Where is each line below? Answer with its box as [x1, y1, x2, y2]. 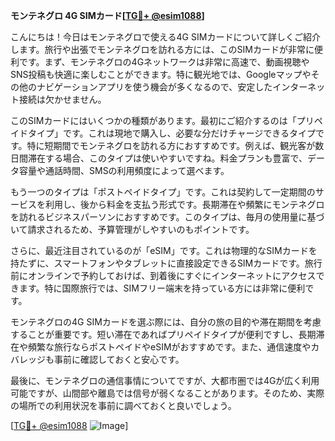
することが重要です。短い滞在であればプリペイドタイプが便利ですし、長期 [10, 329, 317, 340]
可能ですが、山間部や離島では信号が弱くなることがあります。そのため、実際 [10, 387, 325, 399]
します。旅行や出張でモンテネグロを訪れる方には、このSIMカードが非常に [10, 44, 315, 55]
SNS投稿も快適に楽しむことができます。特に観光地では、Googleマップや [10, 69, 312, 80]
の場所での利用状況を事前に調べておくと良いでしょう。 [10, 400, 237, 411]
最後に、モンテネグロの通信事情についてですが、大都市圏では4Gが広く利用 [10, 375, 320, 386]
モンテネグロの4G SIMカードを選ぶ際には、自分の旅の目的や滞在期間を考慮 [10, 316, 322, 328]
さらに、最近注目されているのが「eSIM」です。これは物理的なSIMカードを [10, 245, 318, 256]
